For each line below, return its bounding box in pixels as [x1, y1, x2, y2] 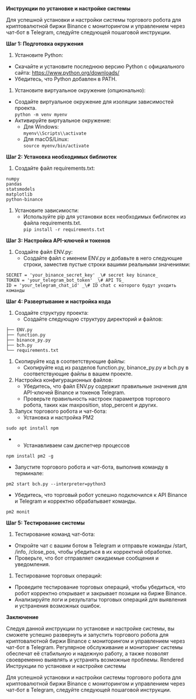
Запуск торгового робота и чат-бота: [14, 408, 107, 415]
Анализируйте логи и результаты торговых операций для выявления [14, 596, 187, 603]
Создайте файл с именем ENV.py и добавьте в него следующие [23, 255, 183, 261]
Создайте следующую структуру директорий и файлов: [23, 315, 163, 322]
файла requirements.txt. [23, 220, 82, 226]
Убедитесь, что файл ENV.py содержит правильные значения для [23, 383, 187, 389]
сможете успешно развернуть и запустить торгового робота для [6, 631, 169, 638]
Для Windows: [23, 123, 59, 130]
